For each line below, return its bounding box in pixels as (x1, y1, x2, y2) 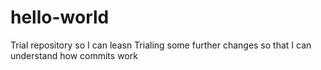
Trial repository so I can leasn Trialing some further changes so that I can (10, 39, 312, 51)
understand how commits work (10, 49, 138, 61)
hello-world (10, 6, 110, 29)
